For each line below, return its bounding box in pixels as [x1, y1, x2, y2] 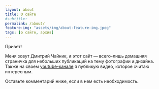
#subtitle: [5, 16, 28, 21]
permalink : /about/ [5, 21, 45, 26]
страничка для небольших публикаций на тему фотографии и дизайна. [5, 59, 154, 64]
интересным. [5, 69, 33, 74]
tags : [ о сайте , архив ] [5, 30, 54, 35]
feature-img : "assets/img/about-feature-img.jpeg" [5, 26, 111, 30]
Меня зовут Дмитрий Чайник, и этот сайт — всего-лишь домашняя [5, 53, 147, 59]
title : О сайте [5, 12, 36, 17]
